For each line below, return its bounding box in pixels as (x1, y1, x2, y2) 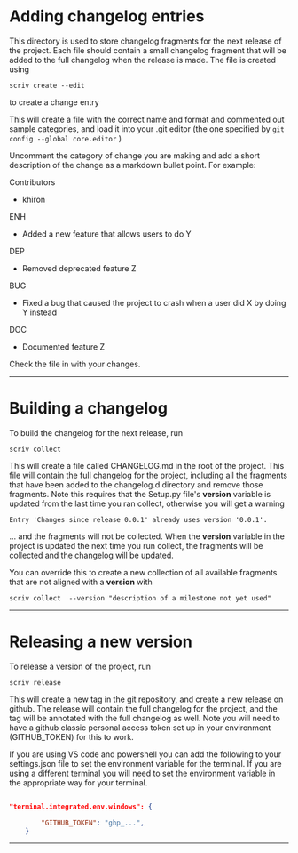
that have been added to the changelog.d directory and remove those (9, 479, 263, 490)
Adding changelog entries (9, 6, 205, 27)
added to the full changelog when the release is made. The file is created (9, 54, 277, 65)
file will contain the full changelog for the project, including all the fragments (9, 470, 288, 480)
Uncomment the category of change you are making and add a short (9, 149, 260, 161)
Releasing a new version (9, 632, 192, 652)
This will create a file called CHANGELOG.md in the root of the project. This (9, 460, 285, 471)
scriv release (9, 678, 62, 687)
